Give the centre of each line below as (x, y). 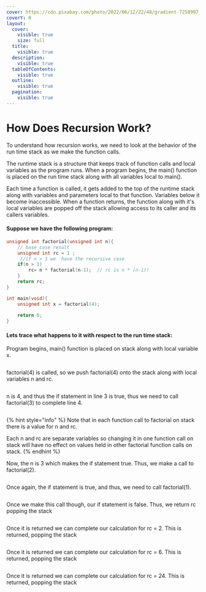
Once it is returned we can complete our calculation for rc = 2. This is (94, 528)
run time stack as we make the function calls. (63, 152)
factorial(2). (21, 470)
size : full (31, 41)
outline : (23, 80)
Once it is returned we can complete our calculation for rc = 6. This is (94, 552)
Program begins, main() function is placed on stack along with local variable (102, 349)
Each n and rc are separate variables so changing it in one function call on (100, 438)
